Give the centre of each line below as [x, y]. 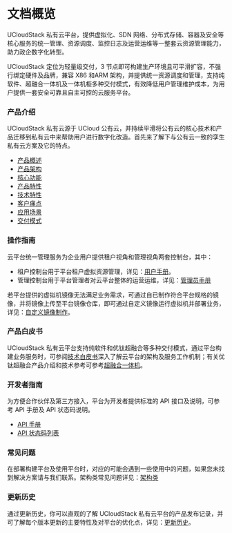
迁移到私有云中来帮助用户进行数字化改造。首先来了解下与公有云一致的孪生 [119, 137]
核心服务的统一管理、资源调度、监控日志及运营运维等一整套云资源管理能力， [116, 43]
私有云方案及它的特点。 [40, 146]
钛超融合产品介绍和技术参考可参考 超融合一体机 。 [77, 365]
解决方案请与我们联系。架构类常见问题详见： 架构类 [86, 478]
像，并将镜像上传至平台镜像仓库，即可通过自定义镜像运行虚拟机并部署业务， [116, 303]
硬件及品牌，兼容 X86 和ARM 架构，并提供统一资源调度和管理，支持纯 [125, 75]
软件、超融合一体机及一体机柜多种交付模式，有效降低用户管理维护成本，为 [113, 84]
